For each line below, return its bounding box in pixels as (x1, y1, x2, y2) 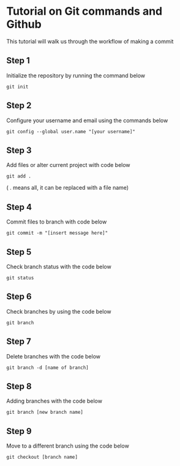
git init (6, 83, 29, 90)
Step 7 (6, 336, 32, 347)
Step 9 (6, 425, 32, 437)
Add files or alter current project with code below (6, 161, 130, 169)
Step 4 (6, 201, 32, 212)
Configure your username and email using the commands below (6, 117, 168, 124)
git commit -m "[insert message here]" (6, 230, 108, 236)
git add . (6, 173, 32, 179)
